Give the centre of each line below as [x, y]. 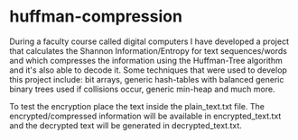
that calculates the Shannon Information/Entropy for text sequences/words [148, 50]
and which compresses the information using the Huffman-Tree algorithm [146, 60]
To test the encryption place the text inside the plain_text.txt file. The [137, 106]
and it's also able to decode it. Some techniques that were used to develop [148, 70]
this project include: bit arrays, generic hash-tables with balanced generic [147, 79]
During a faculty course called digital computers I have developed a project [149, 41]
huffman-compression [96, 17]
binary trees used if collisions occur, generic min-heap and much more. [142, 89]
